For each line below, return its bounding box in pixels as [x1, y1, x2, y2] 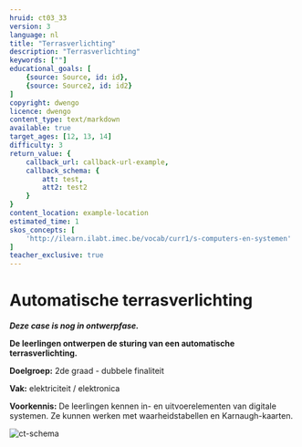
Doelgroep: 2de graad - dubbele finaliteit [9, 366, 164, 377]
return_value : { [9, 149, 71, 158]
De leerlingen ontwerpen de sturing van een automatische [9, 338, 235, 349]
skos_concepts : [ [9, 225, 76, 234]
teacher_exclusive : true [9, 251, 104, 260]
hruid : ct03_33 [9, 13, 68, 23]
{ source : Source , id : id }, [26, 73, 129, 82]
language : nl [9, 30, 59, 39]
